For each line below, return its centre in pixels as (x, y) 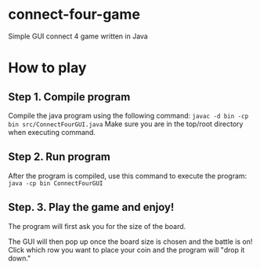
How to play (47, 68)
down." (20, 258)
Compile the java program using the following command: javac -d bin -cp (128, 115)
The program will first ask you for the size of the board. (97, 226)
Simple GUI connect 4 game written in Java (78, 36)
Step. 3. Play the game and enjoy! (91, 207)
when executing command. (52, 132)
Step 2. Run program (60, 157)
